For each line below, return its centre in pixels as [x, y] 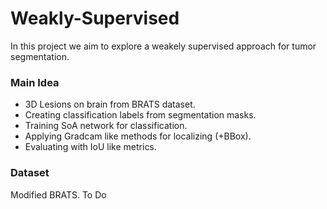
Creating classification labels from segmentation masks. [140, 115]
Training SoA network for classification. [106, 126]
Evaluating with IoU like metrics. [90, 147]
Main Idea [35, 82]
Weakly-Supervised [95, 18]
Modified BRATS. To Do [58, 194]
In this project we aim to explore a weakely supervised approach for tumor [163, 46]
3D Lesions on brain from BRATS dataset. [110, 104]
